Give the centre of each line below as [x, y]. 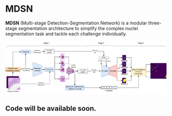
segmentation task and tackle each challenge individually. [66, 34]
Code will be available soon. [51, 109]
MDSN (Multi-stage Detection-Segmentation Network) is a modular [76, 23]
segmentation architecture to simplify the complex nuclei [78, 28]
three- [155, 23]
